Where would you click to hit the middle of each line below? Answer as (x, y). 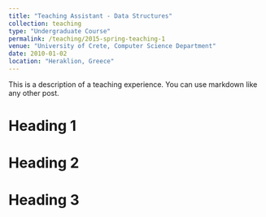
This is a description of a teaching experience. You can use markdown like (133, 84)
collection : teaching (45, 24)
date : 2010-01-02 (38, 54)
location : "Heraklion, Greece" (61, 62)
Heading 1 (43, 126)
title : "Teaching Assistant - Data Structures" (91, 16)
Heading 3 (44, 200)
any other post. (34, 93)
